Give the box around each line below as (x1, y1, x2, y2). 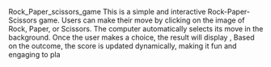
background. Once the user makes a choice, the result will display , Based (8, 32, 255, 42)
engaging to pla (8, 50, 61, 59)
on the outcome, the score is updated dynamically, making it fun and (8, 41, 237, 51)
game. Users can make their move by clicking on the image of (39, 15, 245, 25)
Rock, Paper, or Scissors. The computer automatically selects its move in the (8, 24, 264, 33)
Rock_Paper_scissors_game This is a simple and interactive (8, 7, 206, 16)
